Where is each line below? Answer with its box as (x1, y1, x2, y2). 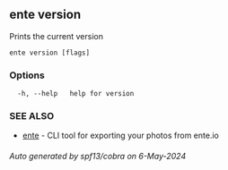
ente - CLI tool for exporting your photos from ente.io (22, 130, 220, 141)
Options (9, 69, 45, 81)
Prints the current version (9, 30, 103, 41)
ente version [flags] (9, 48, 91, 57)
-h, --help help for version (17, 89, 135, 98)
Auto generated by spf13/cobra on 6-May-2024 (9, 151, 187, 161)
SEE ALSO (9, 110, 55, 123)
